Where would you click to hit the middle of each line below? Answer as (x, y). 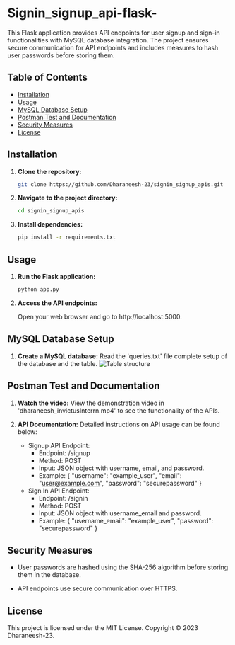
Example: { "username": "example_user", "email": (110, 475)
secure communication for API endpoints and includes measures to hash (113, 47)
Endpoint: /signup (64, 453)
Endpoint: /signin (63, 498)
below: (27, 432)
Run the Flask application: (56, 276)
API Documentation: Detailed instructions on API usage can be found (119, 424)
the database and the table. (58, 363)
